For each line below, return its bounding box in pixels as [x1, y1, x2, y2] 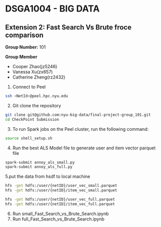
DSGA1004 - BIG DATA [5, 3, 100, 15]
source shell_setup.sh [5, 136, 52, 141]
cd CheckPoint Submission [5, 117, 59, 122]
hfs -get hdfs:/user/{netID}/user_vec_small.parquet [5, 183, 117, 188]
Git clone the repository [12, 102, 61, 108]
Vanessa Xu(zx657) [12, 69, 53, 75]
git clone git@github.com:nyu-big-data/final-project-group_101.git [5, 112, 151, 117]
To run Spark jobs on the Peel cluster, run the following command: [12, 126, 149, 132]
